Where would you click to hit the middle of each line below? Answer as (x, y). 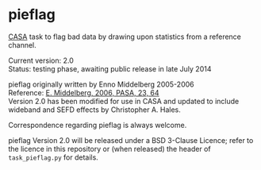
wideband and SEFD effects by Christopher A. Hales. (94, 110)
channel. (23, 44)
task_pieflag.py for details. (54, 157)
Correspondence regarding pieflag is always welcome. (98, 125)
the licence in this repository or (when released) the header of (110, 149)
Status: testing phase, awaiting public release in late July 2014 (110, 68)
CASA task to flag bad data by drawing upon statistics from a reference (125, 37)
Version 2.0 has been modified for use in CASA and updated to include (124, 101)
